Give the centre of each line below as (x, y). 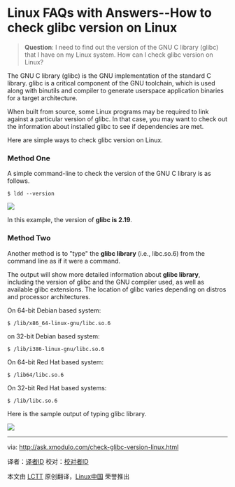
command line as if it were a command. (64, 261)
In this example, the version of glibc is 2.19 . (70, 220)
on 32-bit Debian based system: (54, 336)
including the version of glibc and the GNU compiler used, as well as (106, 282)
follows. (19, 181)
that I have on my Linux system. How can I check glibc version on (119, 55)
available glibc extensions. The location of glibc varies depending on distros (117, 289)
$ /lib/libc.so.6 (33, 401)
